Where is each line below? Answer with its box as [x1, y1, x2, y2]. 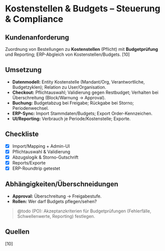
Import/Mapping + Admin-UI [12, 143, 70, 149]
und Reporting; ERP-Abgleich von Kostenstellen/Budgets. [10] [5, 51, 130, 57]
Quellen [5, 228, 30, 236]
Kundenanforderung [5, 33, 69, 42]
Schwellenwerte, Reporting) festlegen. [17, 213, 95, 219]
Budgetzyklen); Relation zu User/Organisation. [12, 84, 106, 90]
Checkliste [5, 130, 39, 138]
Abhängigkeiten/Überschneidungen [5, 180, 118, 188]
